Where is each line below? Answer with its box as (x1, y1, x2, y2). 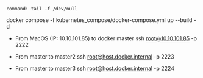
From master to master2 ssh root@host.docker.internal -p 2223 (15, 53, 175, 60)
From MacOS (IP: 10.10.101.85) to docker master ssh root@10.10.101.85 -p (15, 35, 197, 42)
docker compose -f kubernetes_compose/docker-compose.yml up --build (6, 16, 193, 24)
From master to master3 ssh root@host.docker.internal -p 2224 (15, 65, 175, 72)
